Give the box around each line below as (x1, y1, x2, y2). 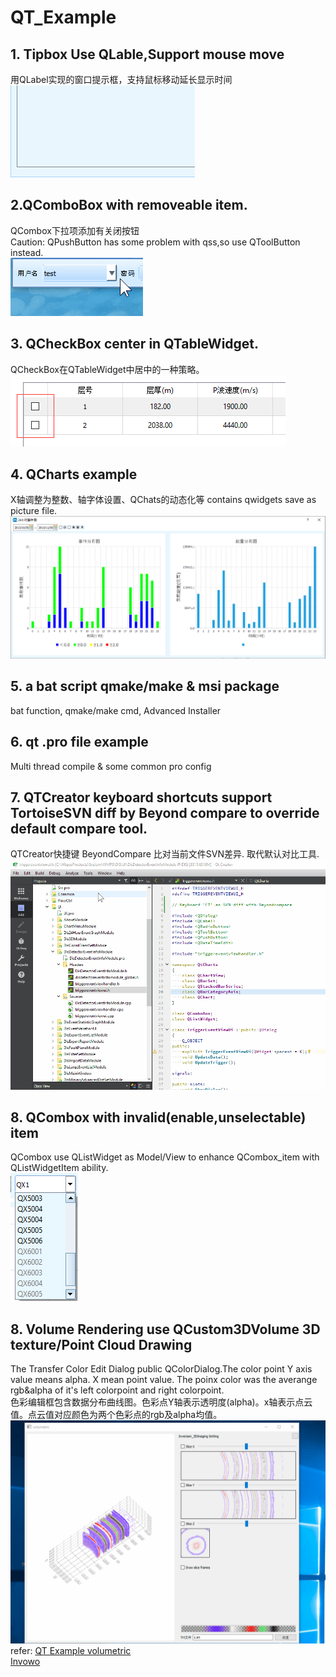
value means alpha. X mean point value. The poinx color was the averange (10, 1374, 318, 1386)
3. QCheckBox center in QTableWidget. (10, 336, 260, 353)
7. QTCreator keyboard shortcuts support (10, 789, 273, 806)
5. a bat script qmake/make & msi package (10, 678, 280, 695)
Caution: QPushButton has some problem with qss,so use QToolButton (10, 236, 301, 248)
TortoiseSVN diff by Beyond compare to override (10, 805, 320, 822)
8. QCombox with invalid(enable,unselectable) (10, 1109, 307, 1126)
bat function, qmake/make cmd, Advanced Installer (10, 704, 222, 716)
